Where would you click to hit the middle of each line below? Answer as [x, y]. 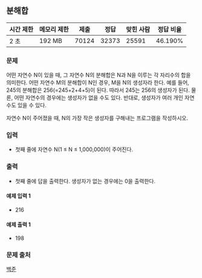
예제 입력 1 [19, 196]
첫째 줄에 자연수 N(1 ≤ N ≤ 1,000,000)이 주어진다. [74, 149]
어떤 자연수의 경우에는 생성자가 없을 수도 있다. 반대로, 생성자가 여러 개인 [99, 98]
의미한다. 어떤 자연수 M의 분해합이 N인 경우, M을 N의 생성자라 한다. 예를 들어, [98, 83]
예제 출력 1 [19, 224]
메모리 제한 [54, 29]
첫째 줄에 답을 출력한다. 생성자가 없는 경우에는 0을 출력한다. [85, 181]
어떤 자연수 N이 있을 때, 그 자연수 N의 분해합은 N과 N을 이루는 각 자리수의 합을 [99, 75]
